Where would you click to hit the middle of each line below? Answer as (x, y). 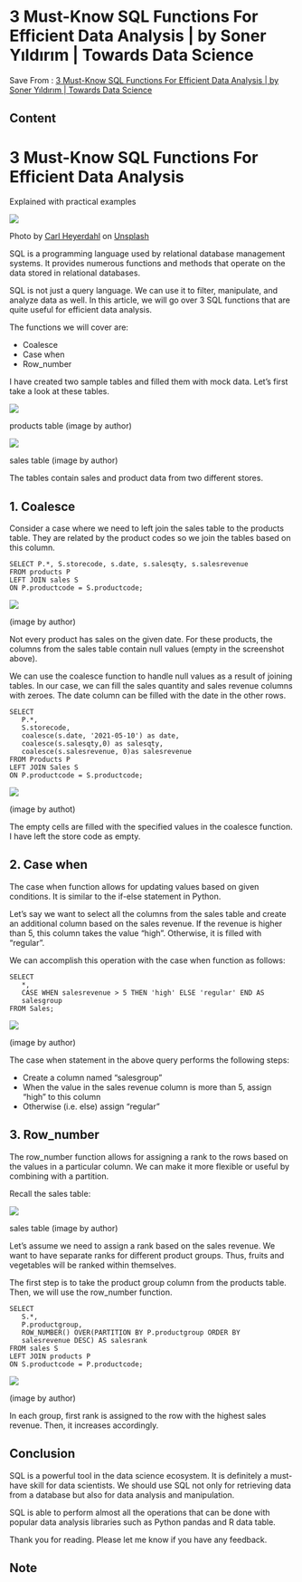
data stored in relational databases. (75, 273)
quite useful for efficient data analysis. (80, 310)
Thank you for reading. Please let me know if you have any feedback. (138, 1539)
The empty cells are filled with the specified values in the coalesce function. (151, 827)
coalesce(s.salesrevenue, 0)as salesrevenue (107, 752)
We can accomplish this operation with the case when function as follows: (147, 960)
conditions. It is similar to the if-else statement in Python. (115, 896)
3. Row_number (54, 1135)
